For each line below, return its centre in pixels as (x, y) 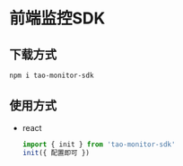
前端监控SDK (57, 18)
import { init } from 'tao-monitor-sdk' (99, 144)
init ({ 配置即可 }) (56, 153)
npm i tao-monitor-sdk (52, 75)
